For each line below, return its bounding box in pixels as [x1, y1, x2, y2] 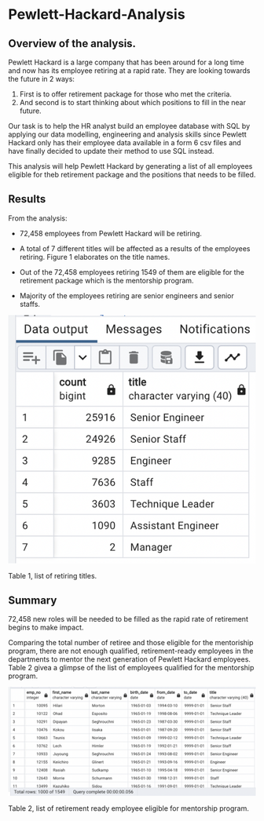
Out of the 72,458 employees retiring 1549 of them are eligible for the [19, 267, 245, 276]
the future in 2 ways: [8, 75, 75, 83]
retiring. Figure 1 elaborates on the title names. [19, 252, 170, 261]
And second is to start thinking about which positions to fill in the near [19, 98, 246, 107]
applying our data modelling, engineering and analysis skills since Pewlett [8, 130, 247, 139]
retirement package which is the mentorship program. [19, 275, 194, 285]
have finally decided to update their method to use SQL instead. [8, 147, 214, 155]
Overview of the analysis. [8, 37, 136, 50]
